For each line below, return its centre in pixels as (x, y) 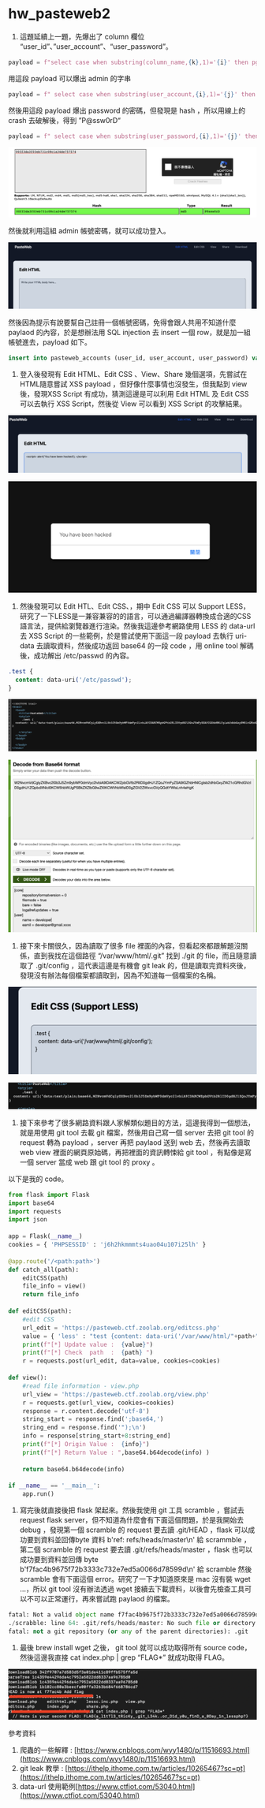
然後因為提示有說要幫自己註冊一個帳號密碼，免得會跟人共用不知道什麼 (122, 322)
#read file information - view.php (81, 1386)
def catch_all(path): (44, 1269)
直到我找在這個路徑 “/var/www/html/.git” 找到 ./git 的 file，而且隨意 (142, 956)
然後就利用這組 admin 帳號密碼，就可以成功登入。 (90, 230)
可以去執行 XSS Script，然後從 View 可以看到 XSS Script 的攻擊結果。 (133, 404)
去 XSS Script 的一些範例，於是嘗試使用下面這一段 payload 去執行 (127, 636)
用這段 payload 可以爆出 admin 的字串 (70, 78)
